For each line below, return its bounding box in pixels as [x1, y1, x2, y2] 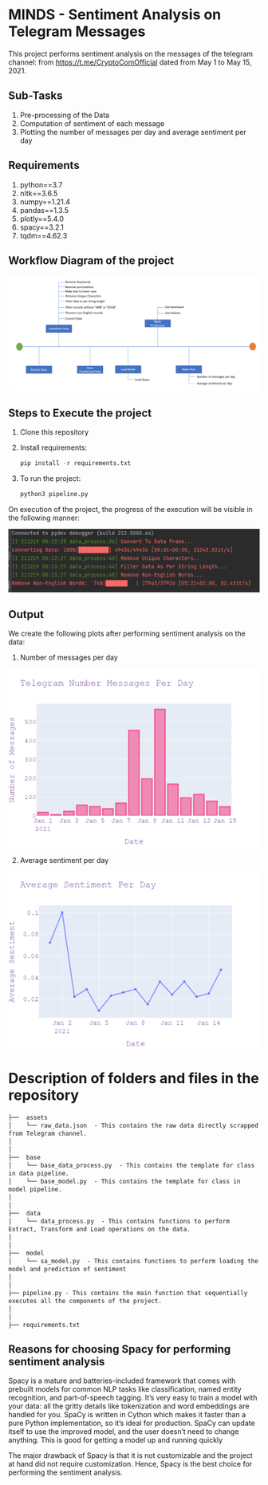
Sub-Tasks [8, 89, 63, 103]
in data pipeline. [8, 1169, 69, 1177]
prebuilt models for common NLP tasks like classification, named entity [8, 1385, 242, 1394]
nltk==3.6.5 [19, 188, 58, 198]
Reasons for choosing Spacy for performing [8, 1342, 231, 1356]
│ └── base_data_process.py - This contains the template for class [8, 1161, 255, 1169]
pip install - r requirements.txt [19, 459, 132, 467]
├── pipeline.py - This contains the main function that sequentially [8, 1289, 248, 1297]
